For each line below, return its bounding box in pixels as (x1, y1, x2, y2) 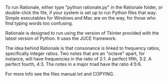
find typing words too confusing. (5, 20, 73, 26)
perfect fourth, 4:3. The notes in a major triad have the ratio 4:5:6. (5, 61, 142, 67)
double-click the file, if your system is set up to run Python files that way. (5, 10, 157, 16)
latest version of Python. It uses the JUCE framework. (5, 35, 117, 41)
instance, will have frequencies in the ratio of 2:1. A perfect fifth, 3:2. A (5, 56, 152, 62)
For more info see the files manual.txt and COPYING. (5, 71, 115, 77)
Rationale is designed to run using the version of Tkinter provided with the (5, 30, 159, 36)
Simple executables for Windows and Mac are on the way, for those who (5, 15, 156, 21)
